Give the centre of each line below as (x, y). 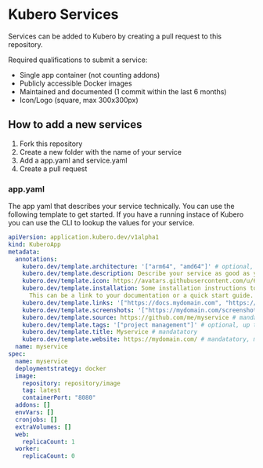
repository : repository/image (72, 383)
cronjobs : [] (36, 419)
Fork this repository (51, 144)
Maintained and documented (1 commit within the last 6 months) (123, 91)
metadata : (24, 252)
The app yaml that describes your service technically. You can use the (121, 207)
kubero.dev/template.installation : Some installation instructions (134, 288)
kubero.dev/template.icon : (66, 281)
